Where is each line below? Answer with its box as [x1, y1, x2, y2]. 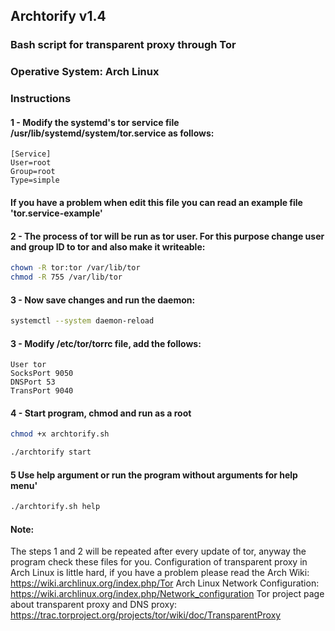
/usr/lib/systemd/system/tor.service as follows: [10, 127, 215, 139]
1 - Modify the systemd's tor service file [10, 116, 180, 128]
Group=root [10, 167, 56, 177]
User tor [10, 360, 47, 370]
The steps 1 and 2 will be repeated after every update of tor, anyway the [10, 545, 307, 558]
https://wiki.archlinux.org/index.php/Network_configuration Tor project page [10, 588, 325, 600]
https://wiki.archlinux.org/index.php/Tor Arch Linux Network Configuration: [10, 577, 320, 589]
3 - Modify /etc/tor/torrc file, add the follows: [10, 337, 202, 349]
